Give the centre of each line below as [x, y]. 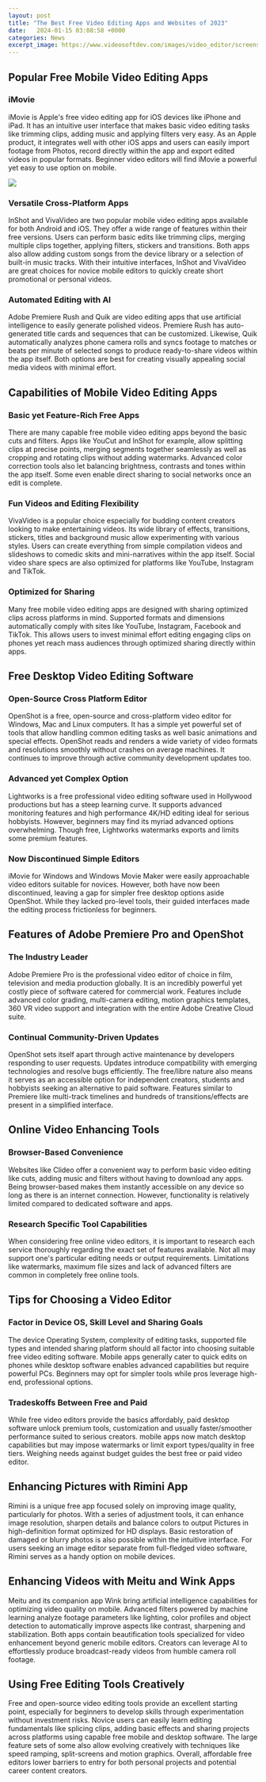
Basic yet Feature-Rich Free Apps [74, 415]
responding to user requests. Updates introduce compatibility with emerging [133, 1063]
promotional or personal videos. [60, 279]
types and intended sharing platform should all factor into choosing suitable [131, 1348]
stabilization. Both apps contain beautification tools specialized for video [127, 1634]
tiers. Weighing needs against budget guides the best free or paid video [125, 1453]
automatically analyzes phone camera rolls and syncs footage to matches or [133, 343]
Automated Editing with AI [60, 300]
